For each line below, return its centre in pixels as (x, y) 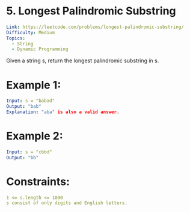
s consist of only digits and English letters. (67, 203)
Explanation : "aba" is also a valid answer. (63, 112)
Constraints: (38, 181)
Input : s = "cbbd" (29, 152)
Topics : (16, 38)
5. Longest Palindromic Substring (91, 11)
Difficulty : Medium (31, 32)
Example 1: (34, 85)
